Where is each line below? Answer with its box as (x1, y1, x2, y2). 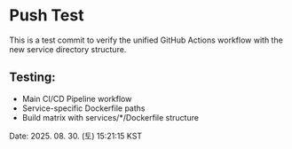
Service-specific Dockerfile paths (21, 103, 146, 114)
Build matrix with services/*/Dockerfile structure (21, 112, 200, 122)
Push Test (9, 5, 84, 26)
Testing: (9, 70, 56, 85)
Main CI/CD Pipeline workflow (21, 93, 132, 104)
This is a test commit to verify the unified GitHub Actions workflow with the (9, 35, 284, 45)
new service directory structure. (9, 43, 127, 54)
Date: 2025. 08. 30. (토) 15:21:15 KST (9, 130, 143, 141)
